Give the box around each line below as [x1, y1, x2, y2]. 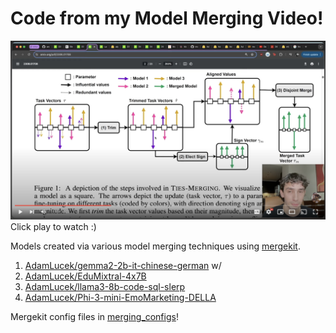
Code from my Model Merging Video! [10, 7, 324, 30]
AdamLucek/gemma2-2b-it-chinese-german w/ [24, 260, 222, 272]
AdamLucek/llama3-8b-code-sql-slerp [24, 281, 186, 293]
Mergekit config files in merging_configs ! [10, 311, 179, 323]
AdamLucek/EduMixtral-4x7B [24, 270, 147, 282]
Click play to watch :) [10, 221, 97, 233]
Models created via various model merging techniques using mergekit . [10, 240, 301, 252]
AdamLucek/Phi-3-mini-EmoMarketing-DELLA [24, 292, 217, 304]
